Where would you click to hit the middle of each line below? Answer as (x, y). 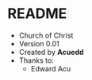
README (37, 14)
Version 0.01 (39, 43)
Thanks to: (36, 60)
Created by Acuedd (51, 52)
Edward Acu (51, 68)
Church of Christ (46, 35)
